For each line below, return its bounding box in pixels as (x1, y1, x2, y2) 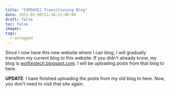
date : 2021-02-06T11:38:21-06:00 (5, 12, 76, 17)
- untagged (10, 36, 33, 41)
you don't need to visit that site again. (5, 80, 84, 86)
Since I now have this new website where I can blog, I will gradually (5, 49, 147, 56)
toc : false (5, 21, 29, 27)
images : (5, 26, 22, 31)
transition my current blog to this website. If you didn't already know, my (5, 55, 157, 61)
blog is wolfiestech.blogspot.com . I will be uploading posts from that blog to (5, 60, 164, 66)
